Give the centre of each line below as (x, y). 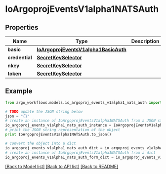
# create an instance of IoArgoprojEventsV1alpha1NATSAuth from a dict (80, 152)
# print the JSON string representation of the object (63, 130)
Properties (22, 27)
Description (145, 41)
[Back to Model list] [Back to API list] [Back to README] (62, 167)
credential (20, 58)
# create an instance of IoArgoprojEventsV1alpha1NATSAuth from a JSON (80, 121)
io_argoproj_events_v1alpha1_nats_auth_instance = (58, 125)
